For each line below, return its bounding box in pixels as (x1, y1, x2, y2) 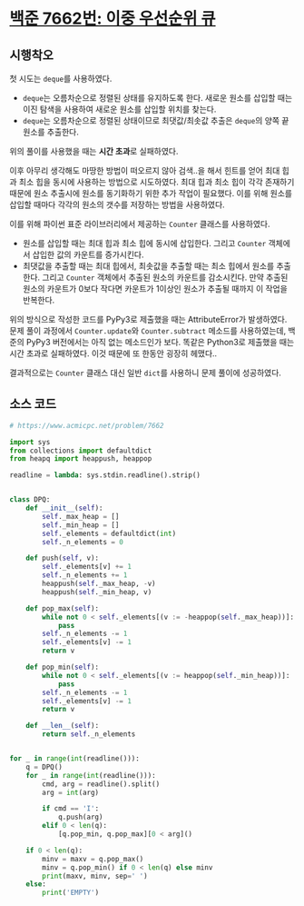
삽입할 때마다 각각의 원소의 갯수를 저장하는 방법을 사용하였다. (9, 199, 225, 210)
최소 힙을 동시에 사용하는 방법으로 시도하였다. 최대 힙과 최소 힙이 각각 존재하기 (18, 176, 295, 187)
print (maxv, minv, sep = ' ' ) (42, 871, 148, 881)
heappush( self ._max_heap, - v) (42, 579, 156, 589)
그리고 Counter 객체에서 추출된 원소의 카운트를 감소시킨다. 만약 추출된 (42, 272, 289, 283)
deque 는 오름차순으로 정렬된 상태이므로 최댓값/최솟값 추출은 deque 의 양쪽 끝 (22, 115, 289, 125)
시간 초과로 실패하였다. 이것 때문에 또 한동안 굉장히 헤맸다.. (9, 348, 218, 359)
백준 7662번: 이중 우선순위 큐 (9, 8, 216, 29)
